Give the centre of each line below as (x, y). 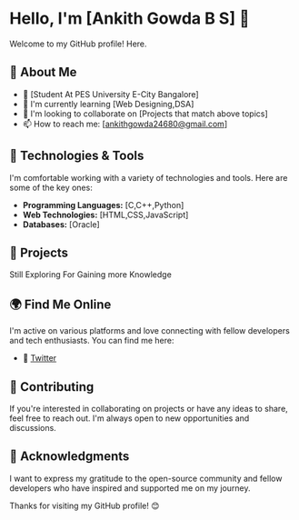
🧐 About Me (43, 72)
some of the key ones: (51, 187)
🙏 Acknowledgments (70, 457)
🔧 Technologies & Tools (77, 156)
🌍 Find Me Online (60, 304)
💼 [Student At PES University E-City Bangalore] (110, 94)
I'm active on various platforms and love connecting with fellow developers (150, 331)
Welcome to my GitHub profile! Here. (78, 44)
